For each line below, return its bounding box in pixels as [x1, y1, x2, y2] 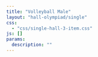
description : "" [11, 42, 52, 48]
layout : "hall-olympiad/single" [6, 14, 87, 20]
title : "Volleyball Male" [6, 8, 71, 15]
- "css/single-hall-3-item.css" [11, 25, 93, 31]
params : [6, 36, 26, 42]
